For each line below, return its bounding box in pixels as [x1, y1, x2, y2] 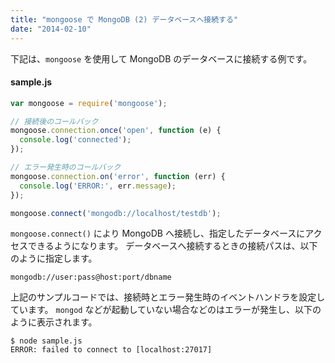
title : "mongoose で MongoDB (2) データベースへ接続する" [10, 14, 239, 25]
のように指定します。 [10, 252, 98, 265]
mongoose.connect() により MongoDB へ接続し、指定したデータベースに [10, 227, 306, 240]
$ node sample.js [10, 336, 83, 346]
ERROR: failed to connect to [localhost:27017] [10, 345, 213, 355]
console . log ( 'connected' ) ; [19, 135, 132, 145]
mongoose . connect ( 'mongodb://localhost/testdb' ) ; [10, 208, 222, 218]
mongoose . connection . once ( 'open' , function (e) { [10, 126, 222, 136]
